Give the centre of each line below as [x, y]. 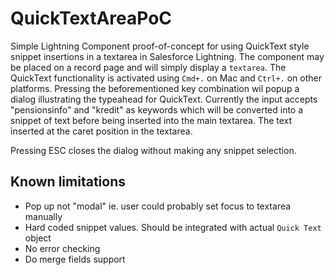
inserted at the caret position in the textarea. [101, 131]
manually [43, 216]
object [38, 238]
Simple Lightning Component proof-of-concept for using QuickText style [160, 46]
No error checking [62, 248]
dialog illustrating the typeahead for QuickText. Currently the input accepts [164, 99]
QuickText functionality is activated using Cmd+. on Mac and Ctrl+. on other [166, 78]
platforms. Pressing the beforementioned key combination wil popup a [155, 88]
